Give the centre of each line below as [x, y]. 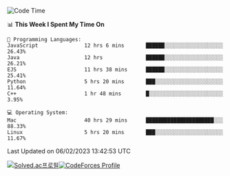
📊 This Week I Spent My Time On [56, 24]
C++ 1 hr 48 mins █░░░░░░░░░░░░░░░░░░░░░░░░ [115, 93]
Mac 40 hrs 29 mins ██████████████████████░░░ [115, 120]
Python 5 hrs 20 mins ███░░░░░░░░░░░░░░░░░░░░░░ [115, 82]
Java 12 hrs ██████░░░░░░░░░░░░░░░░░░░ [115, 58]
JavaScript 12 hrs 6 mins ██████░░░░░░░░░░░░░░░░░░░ [115, 45]
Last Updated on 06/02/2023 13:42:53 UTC [69, 151]
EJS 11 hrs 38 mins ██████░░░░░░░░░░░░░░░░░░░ [115, 69]
